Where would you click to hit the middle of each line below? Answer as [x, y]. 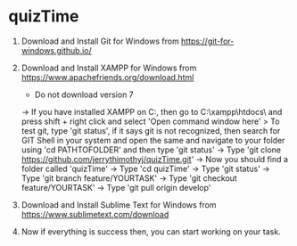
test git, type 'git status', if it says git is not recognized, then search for [151, 130]
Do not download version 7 [84, 94]
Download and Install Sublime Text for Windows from [119, 205]
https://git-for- [207, 41]
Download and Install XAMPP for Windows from [109, 68]
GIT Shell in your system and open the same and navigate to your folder [153, 140]
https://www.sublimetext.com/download [95, 214]
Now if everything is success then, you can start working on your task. [151, 231]
